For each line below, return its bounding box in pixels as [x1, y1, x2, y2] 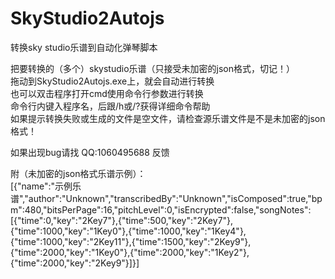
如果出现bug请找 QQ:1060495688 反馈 [10, 146, 170, 158]
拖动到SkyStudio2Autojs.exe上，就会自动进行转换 [10, 75, 215, 87]
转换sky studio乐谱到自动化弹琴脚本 [10, 41, 158, 53]
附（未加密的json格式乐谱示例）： [10, 167, 147, 179]
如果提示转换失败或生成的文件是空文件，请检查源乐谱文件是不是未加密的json [10, 112, 326, 124]
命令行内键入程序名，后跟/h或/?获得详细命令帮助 [10, 100, 211, 112]
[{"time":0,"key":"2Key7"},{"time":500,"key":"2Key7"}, [10, 214, 234, 226]
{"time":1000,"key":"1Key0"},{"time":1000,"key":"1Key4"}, [10, 225, 247, 237]
